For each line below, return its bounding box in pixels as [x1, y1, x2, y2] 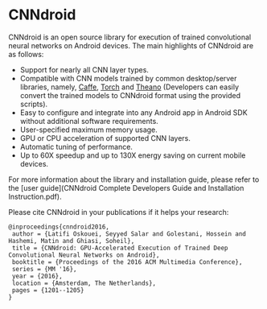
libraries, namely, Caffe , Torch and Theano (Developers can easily [19, 82, 240, 92]
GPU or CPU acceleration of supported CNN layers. [19, 133, 191, 142]
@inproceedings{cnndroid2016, [8, 223, 110, 231]
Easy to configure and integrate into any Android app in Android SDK [19, 107, 248, 117]
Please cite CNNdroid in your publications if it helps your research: [8, 207, 229, 216]
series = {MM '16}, [11, 265, 78, 273]
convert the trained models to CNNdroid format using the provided [19, 90, 241, 100]
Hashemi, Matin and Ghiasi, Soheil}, [8, 237, 135, 245]
